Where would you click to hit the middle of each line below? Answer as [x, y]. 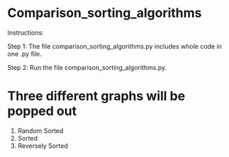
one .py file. [25, 54]
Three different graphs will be [96, 96]
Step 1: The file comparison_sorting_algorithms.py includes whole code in [114, 46]
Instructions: [26, 33]
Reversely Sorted [43, 146]
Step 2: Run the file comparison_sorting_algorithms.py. [87, 67]
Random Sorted [40, 130]
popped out [42, 111]
